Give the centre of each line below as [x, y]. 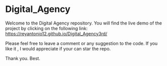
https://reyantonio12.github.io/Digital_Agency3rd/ [56, 33]
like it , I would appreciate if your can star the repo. [58, 48]
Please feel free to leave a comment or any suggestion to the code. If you [81, 43]
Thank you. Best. [23, 58]
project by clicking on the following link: [46, 28]
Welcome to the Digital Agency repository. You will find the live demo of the [84, 23]
